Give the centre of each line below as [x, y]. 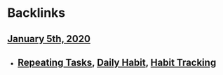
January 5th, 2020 [49, 39]
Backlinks [36, 13]
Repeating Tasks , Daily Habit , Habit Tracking [117, 62]
